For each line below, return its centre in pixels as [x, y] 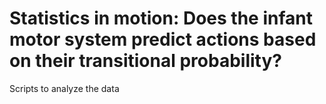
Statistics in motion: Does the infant [161, 18]
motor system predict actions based [163, 39]
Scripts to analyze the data [64, 88]
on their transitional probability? [145, 61]
